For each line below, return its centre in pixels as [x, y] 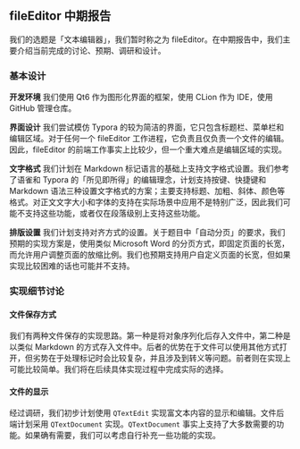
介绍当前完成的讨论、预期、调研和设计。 [91, 50]
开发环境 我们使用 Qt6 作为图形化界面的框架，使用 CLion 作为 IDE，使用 [142, 97]
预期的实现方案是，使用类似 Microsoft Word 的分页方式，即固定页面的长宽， [150, 243]
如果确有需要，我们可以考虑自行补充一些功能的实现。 [122, 436]
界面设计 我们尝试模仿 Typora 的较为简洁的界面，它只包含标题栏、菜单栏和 [146, 127]
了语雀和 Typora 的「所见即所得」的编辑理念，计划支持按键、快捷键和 [138, 180]
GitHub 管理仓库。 [43, 108]
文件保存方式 [33, 314]
